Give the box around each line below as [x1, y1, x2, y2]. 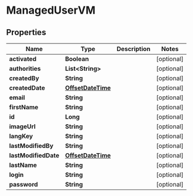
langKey [9, 132, 33, 140]
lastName [9, 161, 38, 169]
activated [9, 55, 37, 63]
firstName [9, 103, 39, 111]
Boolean [65, 55, 89, 63]
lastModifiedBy [9, 142, 54, 150]
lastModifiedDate [9, 151, 60, 159]
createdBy [9, 74, 40, 82]
